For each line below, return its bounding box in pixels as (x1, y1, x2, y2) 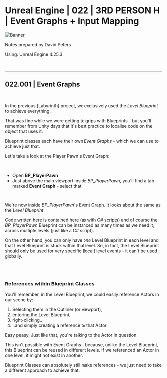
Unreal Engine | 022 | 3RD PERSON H (5, 5, 160, 16)
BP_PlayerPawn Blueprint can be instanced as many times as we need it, (5, 222, 155, 228)
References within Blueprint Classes (5, 280, 95, 287)
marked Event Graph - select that (12, 183, 82, 189)
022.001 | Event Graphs (5, 80, 80, 89)
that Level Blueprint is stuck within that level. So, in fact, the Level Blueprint (5, 242, 159, 248)
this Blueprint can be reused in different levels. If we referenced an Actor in (5, 347, 159, 353)
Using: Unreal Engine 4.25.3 (5, 51, 63, 57)
